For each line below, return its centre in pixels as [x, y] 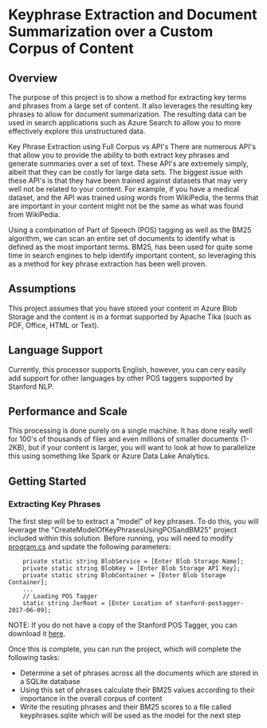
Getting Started [47, 481]
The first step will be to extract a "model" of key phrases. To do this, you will [133, 521]
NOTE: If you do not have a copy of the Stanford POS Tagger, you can [123, 625]
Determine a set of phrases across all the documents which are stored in [139, 673]
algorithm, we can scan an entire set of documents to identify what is [122, 238]
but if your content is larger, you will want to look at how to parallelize [142, 448]
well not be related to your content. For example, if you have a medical [124, 189]
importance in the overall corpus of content [91, 698]
